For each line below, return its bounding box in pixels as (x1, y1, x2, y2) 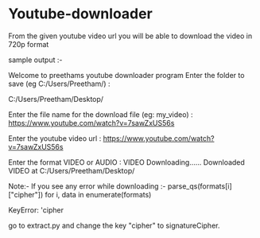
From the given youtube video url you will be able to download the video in (8, 31, 253, 41)
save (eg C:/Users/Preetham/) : (8, 79, 111, 88)
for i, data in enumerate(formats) (45, 189, 152, 199)
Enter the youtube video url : (8, 133, 102, 143)
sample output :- (8, 55, 63, 64)
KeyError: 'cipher (8, 205, 64, 215)
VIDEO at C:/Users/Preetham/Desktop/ (8, 166, 135, 175)
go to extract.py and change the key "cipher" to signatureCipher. (8, 220, 220, 230)
